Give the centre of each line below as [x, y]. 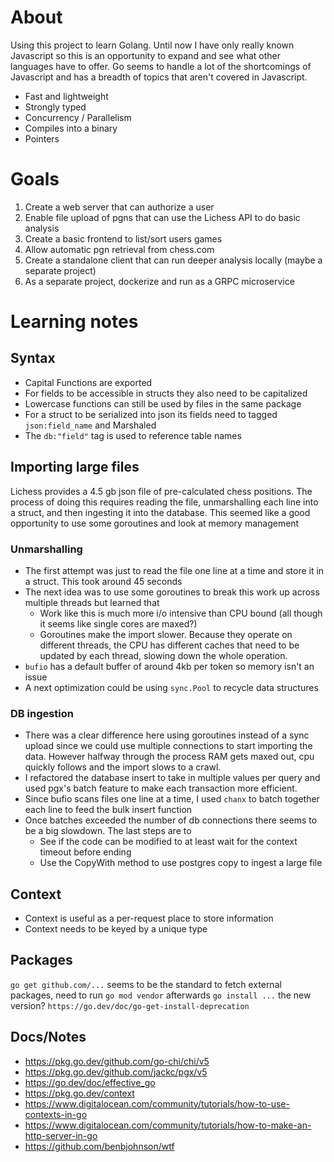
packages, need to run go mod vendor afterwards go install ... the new [161, 995]
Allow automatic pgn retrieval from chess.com [119, 249]
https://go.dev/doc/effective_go [90, 1082]
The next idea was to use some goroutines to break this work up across [172, 592]
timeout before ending [85, 852]
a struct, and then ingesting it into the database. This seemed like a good [160, 512]
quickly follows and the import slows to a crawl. [123, 767]
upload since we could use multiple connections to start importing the [168, 746]
